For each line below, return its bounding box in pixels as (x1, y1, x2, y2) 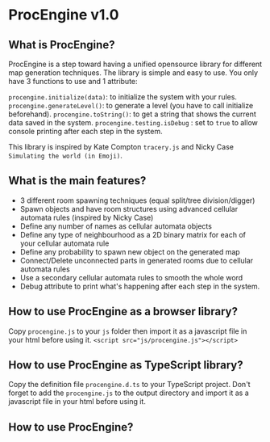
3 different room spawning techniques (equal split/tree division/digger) (19, 196, 255, 205)
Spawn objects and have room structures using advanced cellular (19, 204, 239, 213)
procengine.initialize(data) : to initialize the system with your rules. (8, 92, 238, 102)
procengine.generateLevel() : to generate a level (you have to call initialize (8, 101, 254, 110)
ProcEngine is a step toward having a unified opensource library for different (8, 59, 263, 69)
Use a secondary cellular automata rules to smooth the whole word (19, 272, 243, 282)
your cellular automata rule (19, 238, 110, 248)
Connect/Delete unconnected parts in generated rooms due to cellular (19, 255, 254, 265)
